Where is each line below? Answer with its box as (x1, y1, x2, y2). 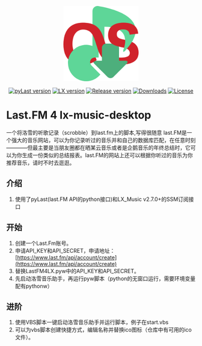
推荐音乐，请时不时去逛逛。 (6, 159, 75, 166)
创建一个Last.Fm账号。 (14, 239, 72, 247)
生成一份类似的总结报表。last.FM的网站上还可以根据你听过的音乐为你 (22, 151, 194, 159)
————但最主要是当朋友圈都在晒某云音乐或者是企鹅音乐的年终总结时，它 (6, 144, 191, 151)
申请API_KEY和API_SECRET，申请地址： (14, 247, 115, 254)
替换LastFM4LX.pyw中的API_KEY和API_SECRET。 (14, 267, 139, 274)
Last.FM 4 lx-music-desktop (6, 108, 151, 122)
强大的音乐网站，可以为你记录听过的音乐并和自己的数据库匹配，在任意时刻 (11, 136, 196, 144)
